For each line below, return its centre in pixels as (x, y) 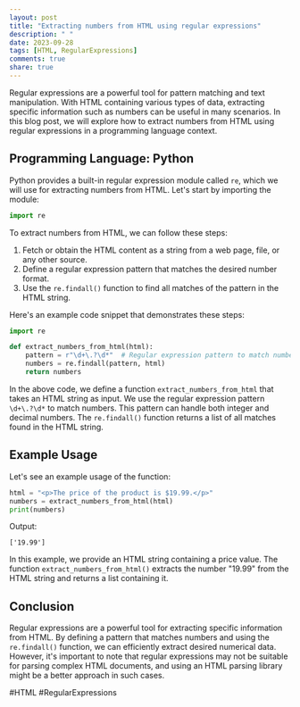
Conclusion (42, 607)
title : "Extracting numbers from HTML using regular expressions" (135, 26)
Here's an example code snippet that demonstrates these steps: (127, 314)
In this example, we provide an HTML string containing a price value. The (144, 560)
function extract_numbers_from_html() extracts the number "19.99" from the (149, 569)
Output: (23, 527)
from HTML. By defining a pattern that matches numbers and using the (140, 637)
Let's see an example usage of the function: (90, 476)
